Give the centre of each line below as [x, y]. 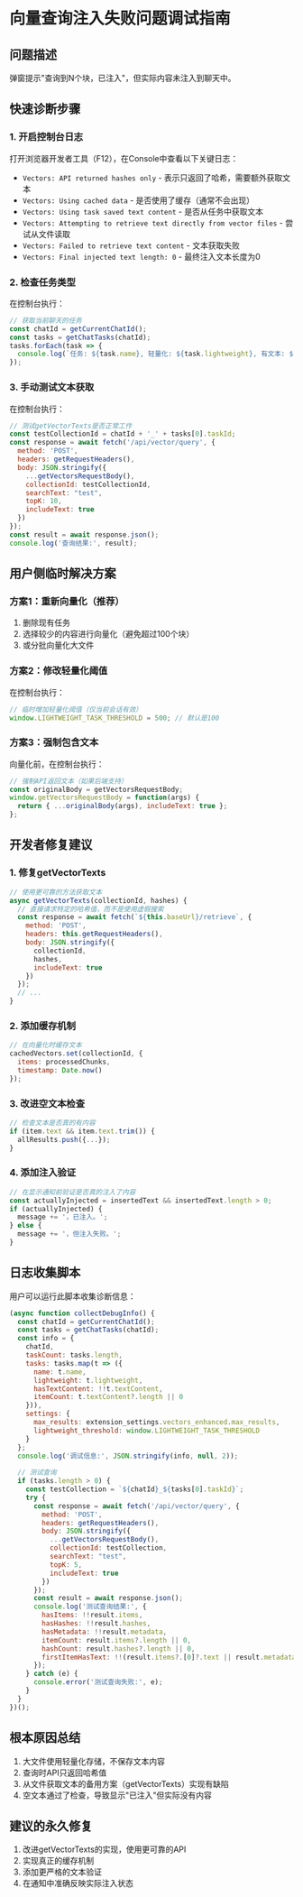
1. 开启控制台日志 [46, 137]
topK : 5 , [66, 1565]
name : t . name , [60, 1372]
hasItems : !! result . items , [92, 1616]
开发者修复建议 [51, 845]
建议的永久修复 [51, 1826]
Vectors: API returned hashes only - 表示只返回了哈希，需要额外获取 [152, 178]
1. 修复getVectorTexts [58, 873]
